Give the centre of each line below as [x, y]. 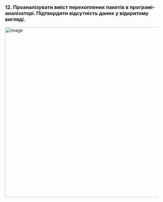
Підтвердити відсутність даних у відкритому [92, 13]
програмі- [142, 7]
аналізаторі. [20, 13]
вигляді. [15, 19]
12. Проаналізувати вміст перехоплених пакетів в [67, 7]
